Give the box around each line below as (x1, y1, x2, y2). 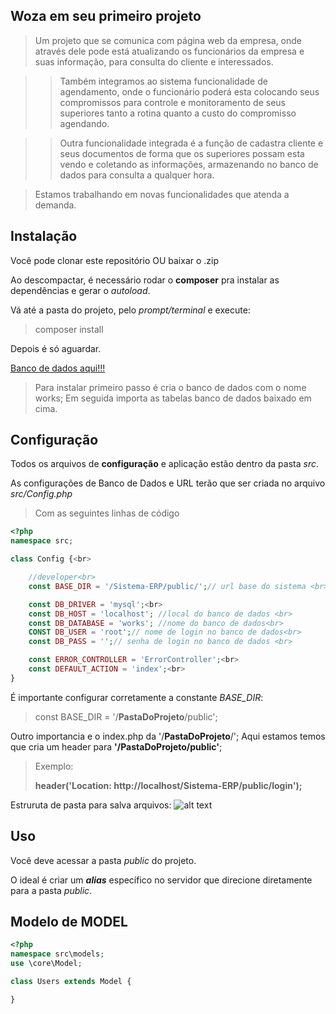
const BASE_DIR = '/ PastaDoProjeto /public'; (34, 710, 218, 723)
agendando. (59, 117, 110, 129)
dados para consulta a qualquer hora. (59, 169, 215, 181)
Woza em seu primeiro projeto (10, 8, 202, 25)
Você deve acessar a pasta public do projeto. (10, 854, 197, 866)
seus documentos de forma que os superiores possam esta (59, 147, 305, 159)
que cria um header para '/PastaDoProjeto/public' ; (10, 740, 223, 753)
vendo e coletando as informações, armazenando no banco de (59, 158, 319, 170)
